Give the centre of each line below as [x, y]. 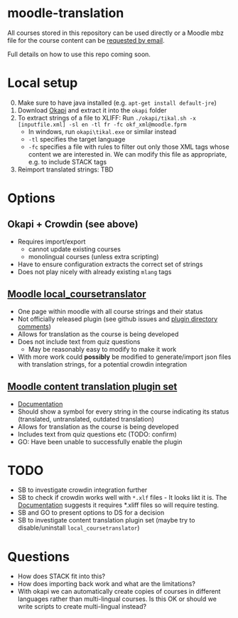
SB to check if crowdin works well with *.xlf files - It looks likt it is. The [122, 498]
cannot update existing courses [74, 249]
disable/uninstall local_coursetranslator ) [79, 528]
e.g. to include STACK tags [67, 162]
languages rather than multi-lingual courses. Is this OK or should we [117, 599]
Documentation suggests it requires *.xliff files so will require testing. [118, 505]
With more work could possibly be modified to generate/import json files [124, 357]
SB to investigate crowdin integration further [82, 490]
